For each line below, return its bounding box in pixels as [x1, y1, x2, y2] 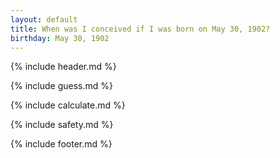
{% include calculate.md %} [10, 99, 126, 111]
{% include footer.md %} [10, 138, 113, 150]
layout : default [10, 14, 78, 25]
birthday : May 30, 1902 [10, 33, 110, 43]
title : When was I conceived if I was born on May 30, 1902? [10, 24, 271, 34]
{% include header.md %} [10, 61, 117, 73]
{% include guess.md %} [10, 80, 113, 92]
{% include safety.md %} [10, 119, 114, 131]
